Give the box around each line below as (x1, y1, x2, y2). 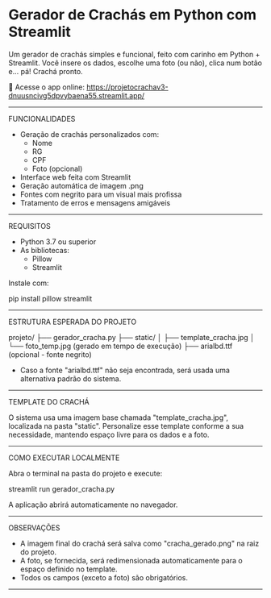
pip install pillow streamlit (8, 293, 93, 303)
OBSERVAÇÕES (8, 522, 60, 533)
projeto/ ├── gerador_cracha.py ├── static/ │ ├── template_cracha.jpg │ (8, 332, 256, 342)
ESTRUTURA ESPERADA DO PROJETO (8, 317, 137, 326)
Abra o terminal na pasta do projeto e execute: (8, 468, 163, 478)
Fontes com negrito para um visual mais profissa (19, 189, 182, 199)
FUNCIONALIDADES (8, 114, 76, 123)
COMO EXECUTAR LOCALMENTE (8, 453, 120, 463)
